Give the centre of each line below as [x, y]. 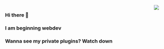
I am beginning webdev [33, 28]
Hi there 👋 [17, 15]
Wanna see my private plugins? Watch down [59, 41]
